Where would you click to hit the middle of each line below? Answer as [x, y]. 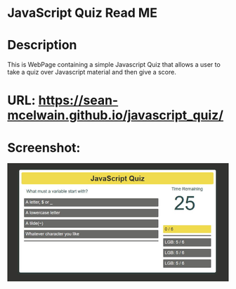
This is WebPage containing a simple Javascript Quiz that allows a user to [114, 65]
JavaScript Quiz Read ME [83, 13]
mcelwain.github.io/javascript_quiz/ [115, 116]
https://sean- [78, 101]
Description [42, 45]
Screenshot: [44, 147]
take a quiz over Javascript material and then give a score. [92, 72]
